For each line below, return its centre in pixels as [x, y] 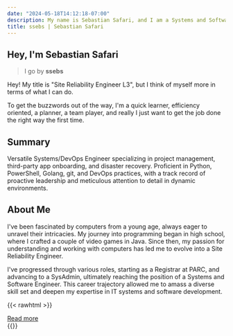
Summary [29, 142]
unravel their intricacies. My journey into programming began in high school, [116, 233]
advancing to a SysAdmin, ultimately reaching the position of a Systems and [116, 276]
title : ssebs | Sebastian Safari [55, 26]
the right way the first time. [46, 120]
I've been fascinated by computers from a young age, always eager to [107, 227]
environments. [28, 188]
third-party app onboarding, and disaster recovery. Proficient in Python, [110, 166]
